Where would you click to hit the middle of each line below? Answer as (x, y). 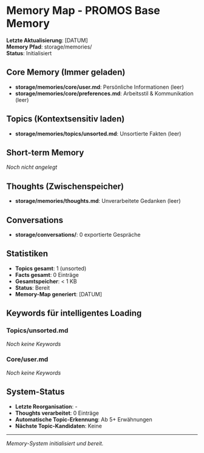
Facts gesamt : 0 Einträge (47, 274)
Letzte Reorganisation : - (46, 406)
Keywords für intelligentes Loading (74, 313)
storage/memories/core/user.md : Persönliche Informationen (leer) (99, 87)
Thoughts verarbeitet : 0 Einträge (57, 413)
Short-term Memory (45, 152)
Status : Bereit (32, 288)
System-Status (36, 392)
